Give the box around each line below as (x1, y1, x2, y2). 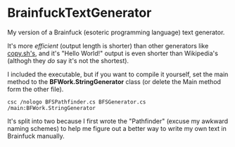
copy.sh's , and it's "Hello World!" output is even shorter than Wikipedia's (7, 49, 218, 57)
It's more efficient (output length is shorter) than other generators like (7, 41, 209, 50)
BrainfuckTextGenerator (7, 5, 152, 21)
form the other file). (7, 85, 64, 93)
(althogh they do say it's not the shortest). (7, 56, 129, 64)
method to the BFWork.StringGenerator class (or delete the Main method (7, 77, 222, 85)
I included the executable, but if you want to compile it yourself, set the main (7, 70, 229, 78)
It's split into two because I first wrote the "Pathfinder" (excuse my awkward (7, 117, 229, 125)
